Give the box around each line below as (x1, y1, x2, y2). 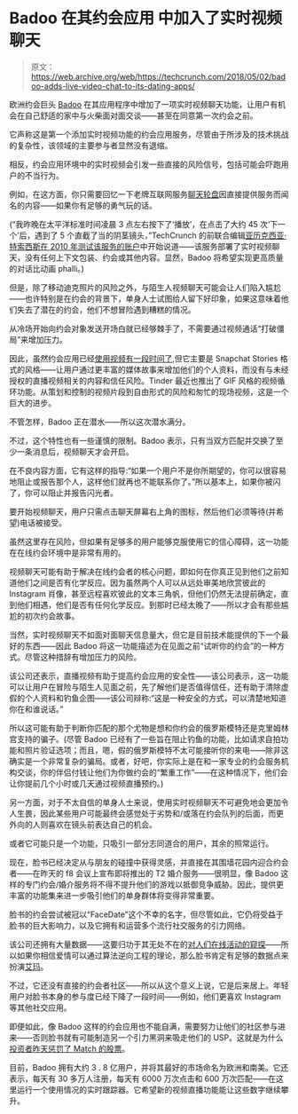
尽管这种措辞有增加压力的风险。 (24, 652, 142, 662)
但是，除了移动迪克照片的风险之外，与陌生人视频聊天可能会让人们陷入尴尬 (9, 281, 281, 293)
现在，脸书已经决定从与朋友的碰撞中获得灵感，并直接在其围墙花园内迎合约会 (9, 857, 289, 867)
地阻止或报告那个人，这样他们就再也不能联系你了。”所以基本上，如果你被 (9, 476, 273, 486)
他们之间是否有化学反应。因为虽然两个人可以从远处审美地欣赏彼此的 (16, 577, 266, 588)
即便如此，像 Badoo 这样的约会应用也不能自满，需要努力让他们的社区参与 (9, 1021, 278, 1031)
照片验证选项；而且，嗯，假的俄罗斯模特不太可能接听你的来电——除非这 (24, 745, 289, 755)
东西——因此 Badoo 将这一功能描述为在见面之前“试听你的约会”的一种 (24, 640, 278, 651)
